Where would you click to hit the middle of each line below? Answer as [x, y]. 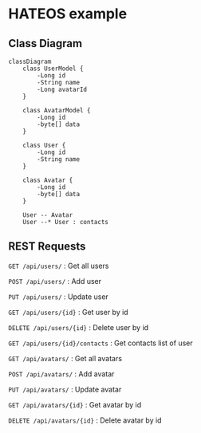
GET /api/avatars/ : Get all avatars [65, 358]
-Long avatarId [62, 89]
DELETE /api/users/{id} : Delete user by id [79, 327]
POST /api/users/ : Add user [55, 281]
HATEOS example [68, 14]
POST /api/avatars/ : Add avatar [61, 374]
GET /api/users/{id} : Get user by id [69, 312]
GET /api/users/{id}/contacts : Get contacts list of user [100, 343]
